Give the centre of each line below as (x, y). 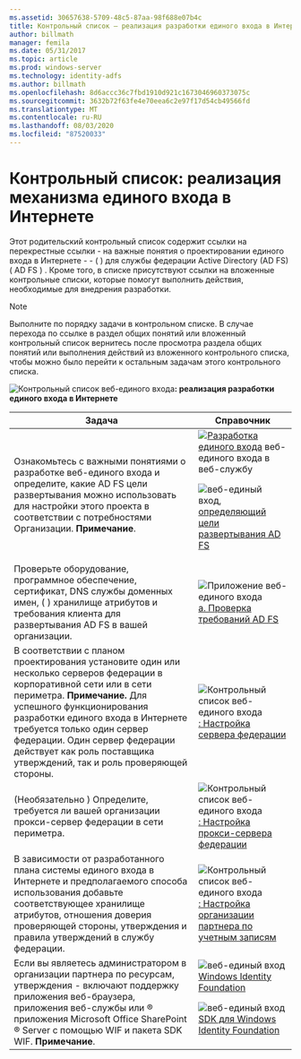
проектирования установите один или (97, 661)
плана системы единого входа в (84, 870)
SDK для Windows (237, 1019)
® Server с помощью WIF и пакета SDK (98, 1029)
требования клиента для (67, 613)
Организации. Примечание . (75, 528)
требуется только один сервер (81, 728)
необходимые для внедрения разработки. (90, 288)
